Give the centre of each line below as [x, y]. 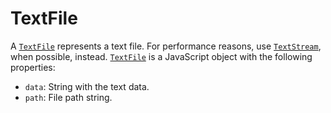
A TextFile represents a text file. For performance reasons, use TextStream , [166, 46]
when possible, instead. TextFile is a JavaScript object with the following [161, 56]
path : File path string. [68, 97]
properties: [33, 67]
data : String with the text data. [87, 86]
